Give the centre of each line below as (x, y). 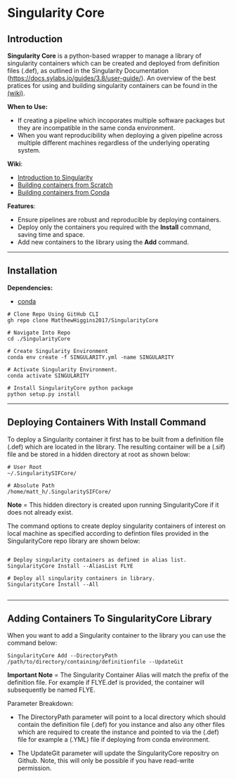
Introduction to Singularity (55, 178)
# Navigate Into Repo (39, 333)
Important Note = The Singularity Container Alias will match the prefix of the (118, 675)
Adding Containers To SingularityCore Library (110, 619)
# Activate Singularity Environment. (63, 369)
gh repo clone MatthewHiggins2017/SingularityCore (83, 320)
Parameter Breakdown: (40, 704)
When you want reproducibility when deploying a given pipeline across (120, 135)
